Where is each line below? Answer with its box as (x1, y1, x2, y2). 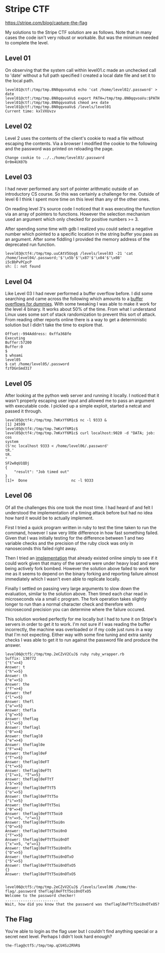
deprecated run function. (5, 241, 56, 247)
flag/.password (5, 888, 36, 894)
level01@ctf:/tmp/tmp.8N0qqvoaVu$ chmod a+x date (5, 100, 109, 105)
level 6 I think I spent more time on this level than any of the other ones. (5, 196, 150, 203)
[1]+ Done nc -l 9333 (5, 478, 94, 483)
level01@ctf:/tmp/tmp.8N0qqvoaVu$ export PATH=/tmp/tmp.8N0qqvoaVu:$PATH (5, 96, 160, 101)
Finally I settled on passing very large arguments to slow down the (5, 585, 139, 591)
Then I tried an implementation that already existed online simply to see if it (5, 555, 158, 561)
